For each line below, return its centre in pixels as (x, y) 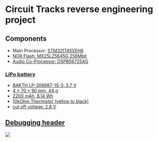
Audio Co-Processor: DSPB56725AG (50, 61)
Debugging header (35, 123)
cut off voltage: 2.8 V (34, 107)
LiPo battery (21, 74)
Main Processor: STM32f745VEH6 (48, 51)
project (21, 20)
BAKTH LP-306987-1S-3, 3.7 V (44, 85)
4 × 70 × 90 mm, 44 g (35, 91)
